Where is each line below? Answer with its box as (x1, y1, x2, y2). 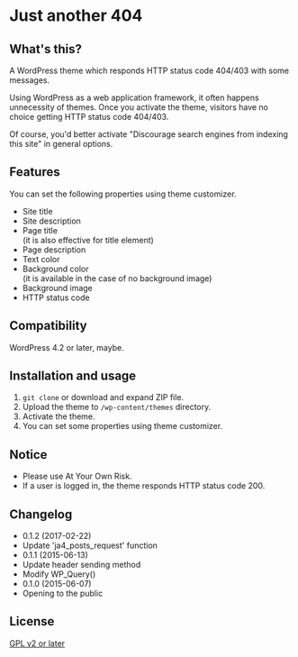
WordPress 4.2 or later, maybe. (9, 342, 124, 352)
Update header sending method (22, 560, 141, 570)
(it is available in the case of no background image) (22, 272, 212, 284)
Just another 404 (9, 5, 143, 26)
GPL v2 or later (9, 637, 66, 649)
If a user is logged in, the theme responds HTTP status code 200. (22, 480, 266, 491)
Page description (22, 244, 86, 255)
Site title (22, 205, 53, 216)
